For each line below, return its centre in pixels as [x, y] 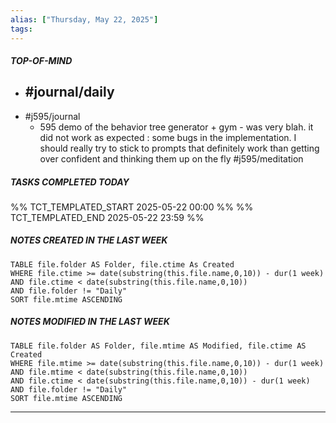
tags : [21, 29]
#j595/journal [52, 116]
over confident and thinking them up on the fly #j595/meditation [171, 158]
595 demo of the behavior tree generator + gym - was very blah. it [176, 127]
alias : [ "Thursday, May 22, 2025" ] [84, 19]
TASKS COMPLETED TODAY [70, 182]
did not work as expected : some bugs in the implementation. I [168, 137]
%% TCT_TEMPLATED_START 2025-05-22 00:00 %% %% [132, 207]
